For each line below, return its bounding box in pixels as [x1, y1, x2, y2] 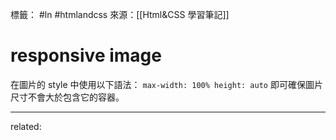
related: [10, 120, 42, 132]
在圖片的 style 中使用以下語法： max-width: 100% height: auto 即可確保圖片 [10, 78, 323, 90]
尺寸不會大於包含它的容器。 [10, 91, 125, 103]
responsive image [10, 44, 162, 67]
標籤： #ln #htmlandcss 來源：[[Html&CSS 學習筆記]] [10, 9, 230, 20]
